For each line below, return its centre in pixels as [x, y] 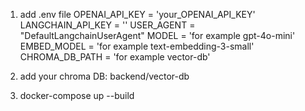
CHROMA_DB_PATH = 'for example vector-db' [115, 57]
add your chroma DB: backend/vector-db [104, 76]
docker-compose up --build [77, 95]
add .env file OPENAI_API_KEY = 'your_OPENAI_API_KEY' [137, 14]
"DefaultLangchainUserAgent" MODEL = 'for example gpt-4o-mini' [157, 35]
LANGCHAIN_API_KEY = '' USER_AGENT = [107, 25]
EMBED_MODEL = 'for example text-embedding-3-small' [137, 46]
